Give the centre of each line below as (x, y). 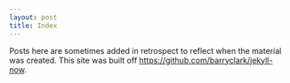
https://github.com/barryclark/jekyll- (206, 60)
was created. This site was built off (73, 60)
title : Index (33, 26)
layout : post (33, 17)
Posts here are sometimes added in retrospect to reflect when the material (145, 50)
